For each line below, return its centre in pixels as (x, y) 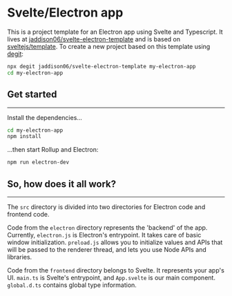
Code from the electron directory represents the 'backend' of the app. (107, 227)
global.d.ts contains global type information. (72, 285)
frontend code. (28, 214)
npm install (24, 137)
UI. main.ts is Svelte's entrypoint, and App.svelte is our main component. (112, 277)
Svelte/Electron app (65, 13)
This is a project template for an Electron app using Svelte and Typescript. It (115, 32)
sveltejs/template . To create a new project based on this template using (109, 46)
